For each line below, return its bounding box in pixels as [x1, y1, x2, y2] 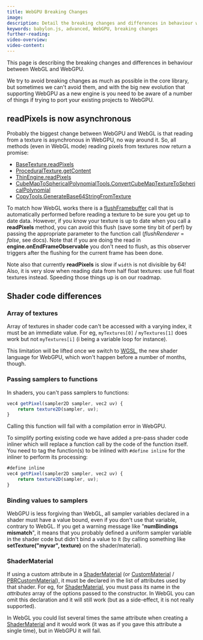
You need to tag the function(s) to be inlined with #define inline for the [7, 447, 186, 454]
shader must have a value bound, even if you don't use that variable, [7, 516, 177, 524]
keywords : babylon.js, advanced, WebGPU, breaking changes [7, 25, 158, 32]
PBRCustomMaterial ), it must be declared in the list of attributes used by [7, 577, 186, 585]
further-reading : [7, 31, 51, 37]
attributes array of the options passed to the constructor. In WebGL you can [7, 590, 195, 597]
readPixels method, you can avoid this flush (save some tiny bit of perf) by [7, 224, 193, 231]
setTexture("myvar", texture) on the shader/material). [7, 542, 142, 549]
